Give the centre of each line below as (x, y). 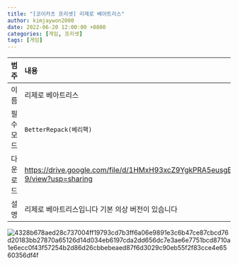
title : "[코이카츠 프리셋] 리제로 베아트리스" (66, 14)
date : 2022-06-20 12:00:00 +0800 (57, 27)
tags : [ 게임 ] (25, 40)
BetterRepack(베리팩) (58, 130)
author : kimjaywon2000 (41, 21)
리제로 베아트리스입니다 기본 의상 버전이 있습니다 (101, 210)
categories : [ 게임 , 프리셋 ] (45, 34)
